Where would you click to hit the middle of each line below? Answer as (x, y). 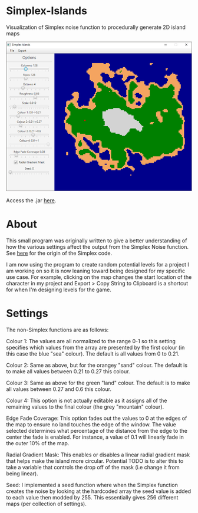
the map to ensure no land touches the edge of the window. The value (91, 424)
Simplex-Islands (47, 11)
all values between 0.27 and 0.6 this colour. (59, 389)
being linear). (22, 473)
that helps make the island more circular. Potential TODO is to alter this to (95, 461)
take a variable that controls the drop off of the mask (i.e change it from (93, 467)
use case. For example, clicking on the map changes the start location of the (99, 277)
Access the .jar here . (31, 200)
